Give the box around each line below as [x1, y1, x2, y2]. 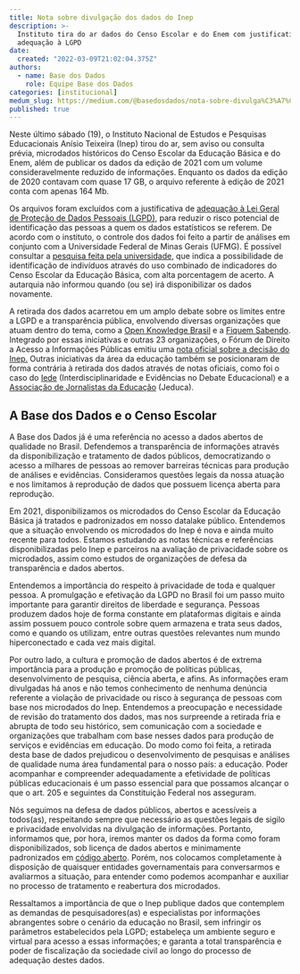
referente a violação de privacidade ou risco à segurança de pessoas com [9, 693, 283, 703]
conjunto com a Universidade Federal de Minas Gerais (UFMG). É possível [9, 241, 282, 252]
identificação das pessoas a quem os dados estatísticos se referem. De [9, 223, 272, 233]
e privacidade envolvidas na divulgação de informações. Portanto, [9, 824, 254, 835]
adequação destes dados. [9, 955, 105, 966]
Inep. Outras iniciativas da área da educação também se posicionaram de [9, 354, 280, 365]
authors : [9, 63, 42, 72]
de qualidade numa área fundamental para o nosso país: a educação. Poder [9, 759, 288, 769]
